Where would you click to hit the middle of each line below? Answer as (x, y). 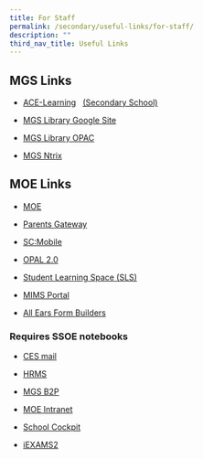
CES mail (40, 357)
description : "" (40, 35)
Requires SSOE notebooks (69, 336)
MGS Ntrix (42, 155)
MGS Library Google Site (69, 121)
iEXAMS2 (40, 445)
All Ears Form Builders (64, 313)
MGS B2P (41, 392)
